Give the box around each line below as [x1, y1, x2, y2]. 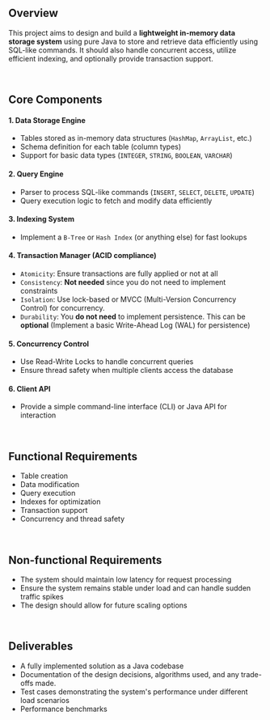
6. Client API [8, 383, 51, 393]
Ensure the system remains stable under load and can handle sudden [19, 583, 251, 593]
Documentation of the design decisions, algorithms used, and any [19, 669, 240, 679]
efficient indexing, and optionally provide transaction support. [8, 53, 214, 63]
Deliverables [8, 639, 74, 654]
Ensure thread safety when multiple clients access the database [19, 366, 234, 375]
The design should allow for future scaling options [19, 600, 188, 610]
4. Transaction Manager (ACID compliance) [8, 251, 157, 260]
